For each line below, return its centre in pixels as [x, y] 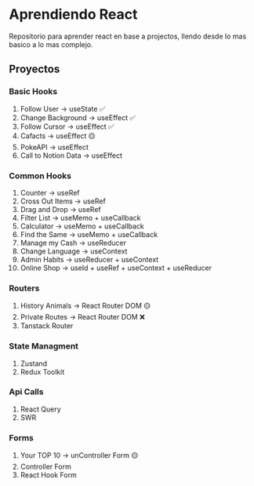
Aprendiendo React [73, 15]
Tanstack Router [47, 326]
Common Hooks [40, 176]
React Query [40, 409]
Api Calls [26, 392]
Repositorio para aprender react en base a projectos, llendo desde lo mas [128, 36]
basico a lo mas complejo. [51, 44]
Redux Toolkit [42, 371]
